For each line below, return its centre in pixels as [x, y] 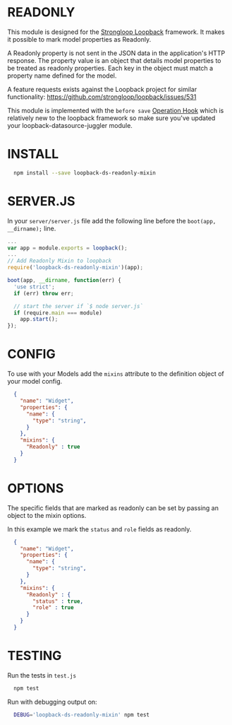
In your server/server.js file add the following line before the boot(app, [112, 220]
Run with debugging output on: [52, 702]
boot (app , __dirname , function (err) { [64, 281]
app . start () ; [39, 319]
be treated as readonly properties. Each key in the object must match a [110, 68]
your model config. [35, 382]
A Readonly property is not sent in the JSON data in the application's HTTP [116, 53]
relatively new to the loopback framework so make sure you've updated [111, 118]
